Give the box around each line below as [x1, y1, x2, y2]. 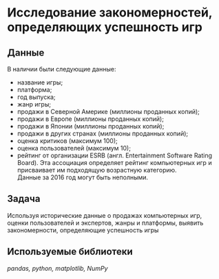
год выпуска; [17, 93, 56, 101]
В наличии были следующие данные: [7, 65, 116, 73]
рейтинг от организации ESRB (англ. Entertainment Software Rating [17, 151, 212, 159]
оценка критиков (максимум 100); [17, 137, 118, 145]
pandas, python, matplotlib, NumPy [7, 264, 108, 272]
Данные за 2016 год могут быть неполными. [17, 173, 149, 181]
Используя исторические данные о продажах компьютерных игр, [7, 211, 202, 219]
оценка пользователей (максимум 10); [17, 144, 131, 152]
